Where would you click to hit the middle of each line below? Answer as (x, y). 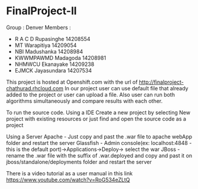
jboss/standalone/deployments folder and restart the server (79, 162)
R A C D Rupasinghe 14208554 (52, 39)
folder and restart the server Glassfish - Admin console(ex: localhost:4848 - (99, 143)
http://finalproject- (161, 82)
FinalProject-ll (41, 11)
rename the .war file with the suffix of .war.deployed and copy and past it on (99, 155)
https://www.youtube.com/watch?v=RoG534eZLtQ (68, 179)
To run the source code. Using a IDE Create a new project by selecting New (98, 112)
